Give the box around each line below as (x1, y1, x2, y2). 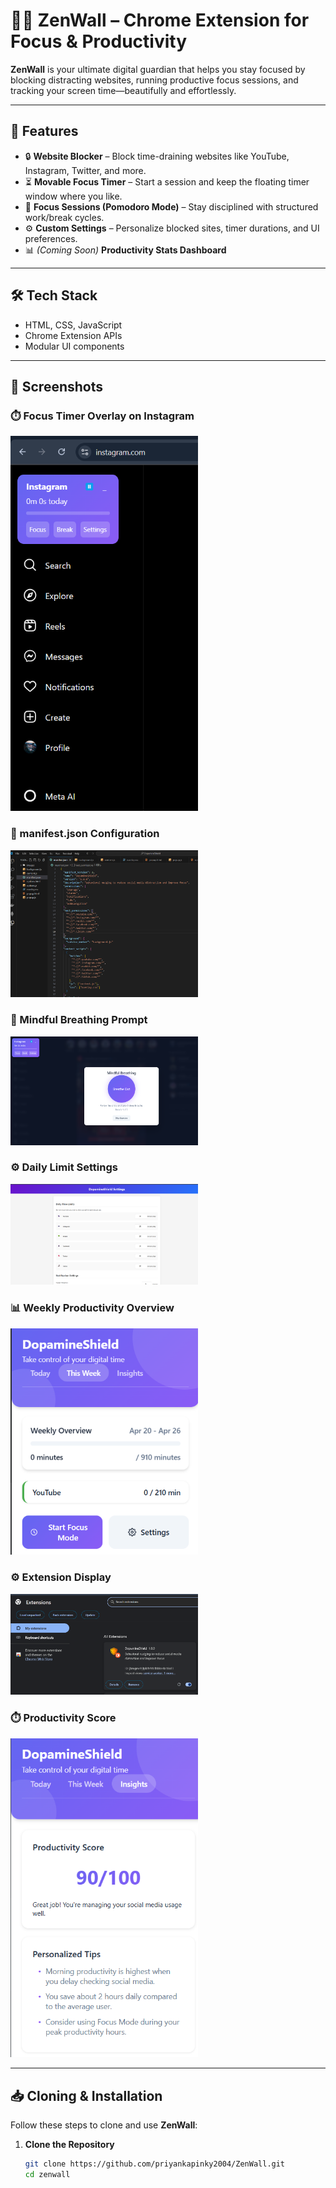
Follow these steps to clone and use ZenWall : (10, 2119, 198, 2131)
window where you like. (24, 190, 123, 202)
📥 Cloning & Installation (10, 2087, 163, 2104)
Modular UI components (24, 340, 125, 352)
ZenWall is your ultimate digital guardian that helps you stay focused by (10, 63, 306, 75)
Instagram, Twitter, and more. (24, 164, 147, 176)
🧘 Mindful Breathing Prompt (10, 1013, 148, 1027)
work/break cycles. (24, 211, 105, 223)
